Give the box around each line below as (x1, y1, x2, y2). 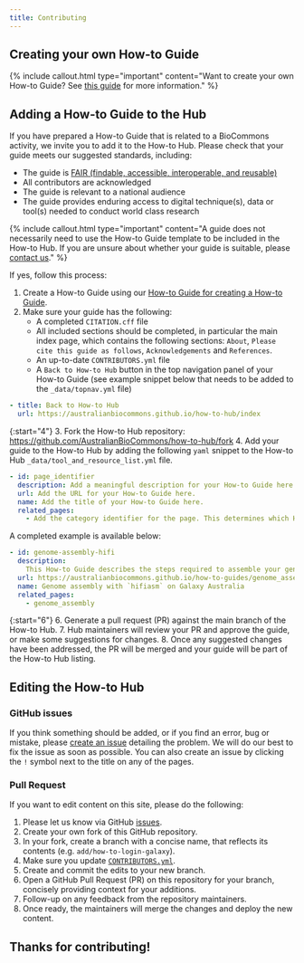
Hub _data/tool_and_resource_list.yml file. (9, 454, 174, 465)
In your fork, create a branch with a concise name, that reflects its (22, 836, 269, 847)
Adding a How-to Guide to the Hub (9, 106, 207, 122)
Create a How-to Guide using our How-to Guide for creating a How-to (22, 287, 283, 299)
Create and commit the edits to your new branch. (22, 865, 206, 876)
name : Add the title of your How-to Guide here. (17, 497, 204, 507)
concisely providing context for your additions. (22, 884, 197, 895)
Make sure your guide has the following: (22, 307, 173, 318)
